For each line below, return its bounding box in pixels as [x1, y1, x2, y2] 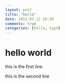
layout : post [5, 7, 32, 12]
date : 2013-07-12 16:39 [5, 16, 54, 21]
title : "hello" [5, 12, 36, 17]
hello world [5, 47, 52, 59]
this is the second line [5, 73, 50, 80]
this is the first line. [5, 64, 44, 70]
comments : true [5, 21, 36, 26]
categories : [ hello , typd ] [5, 26, 61, 31]
